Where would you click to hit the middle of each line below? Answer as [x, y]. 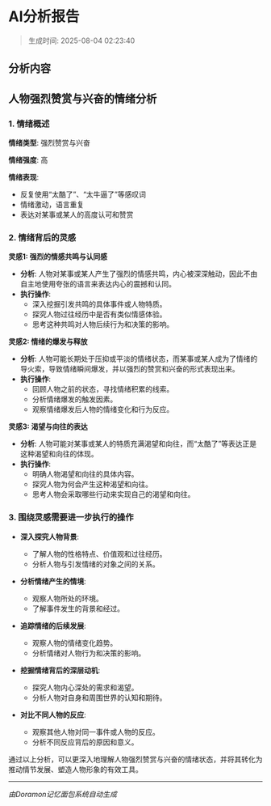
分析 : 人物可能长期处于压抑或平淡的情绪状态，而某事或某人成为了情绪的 [139, 359]
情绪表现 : [24, 177]
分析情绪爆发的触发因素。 [75, 399]
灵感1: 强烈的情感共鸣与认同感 [58, 257]
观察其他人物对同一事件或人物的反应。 [96, 732]
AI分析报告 [44, 17]
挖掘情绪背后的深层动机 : [60, 670]
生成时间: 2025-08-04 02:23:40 [81, 40]
